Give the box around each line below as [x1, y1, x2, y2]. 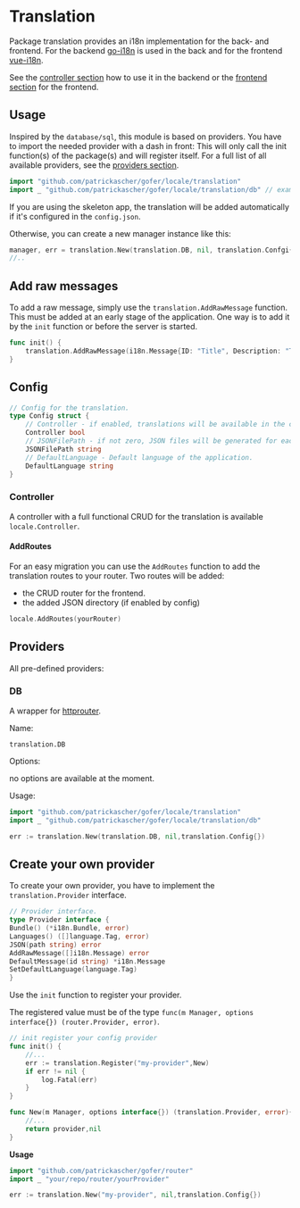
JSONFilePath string [25, 445, 102, 454]
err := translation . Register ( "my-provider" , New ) [25, 1058, 210, 1068]
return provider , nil [25, 1124, 102, 1133]
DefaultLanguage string [25, 462, 114, 471]
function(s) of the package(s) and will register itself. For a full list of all [9, 150, 267, 161]
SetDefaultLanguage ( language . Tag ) [9, 965, 138, 974]
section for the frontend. [9, 81, 99, 92]
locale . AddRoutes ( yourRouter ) [9, 614, 122, 623]
